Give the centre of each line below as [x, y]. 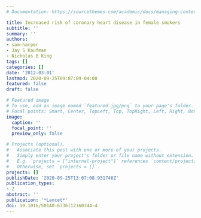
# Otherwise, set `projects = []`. [53, 166]
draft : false [22, 90]
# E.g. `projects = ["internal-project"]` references [77, 161]
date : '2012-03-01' [31, 72]
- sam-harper [22, 45]
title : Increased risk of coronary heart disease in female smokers [93, 22]
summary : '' [21, 34]
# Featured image [28, 100]
